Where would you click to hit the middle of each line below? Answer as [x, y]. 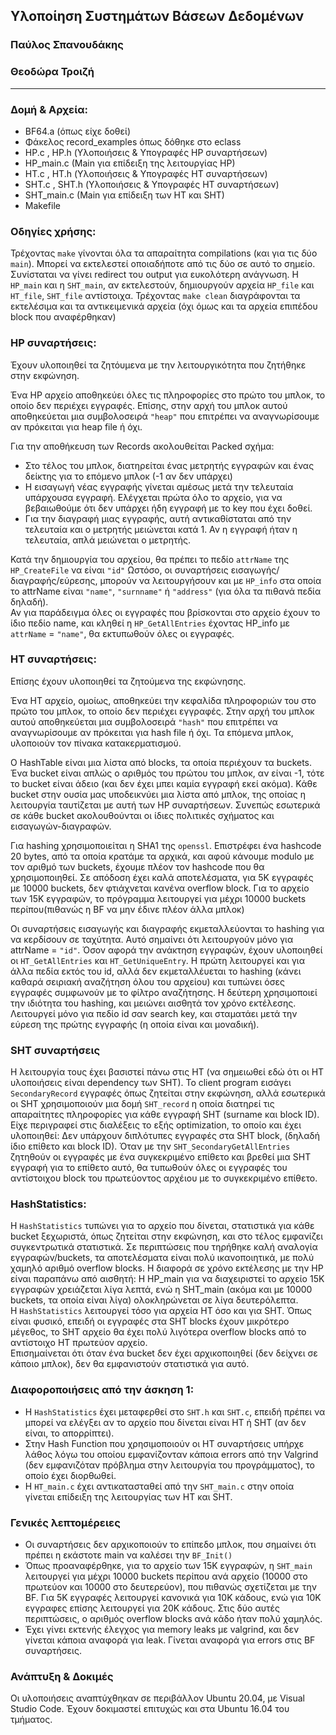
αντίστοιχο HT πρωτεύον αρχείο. [79, 1343]
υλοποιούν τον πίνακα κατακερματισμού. [96, 743]
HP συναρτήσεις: [53, 343]
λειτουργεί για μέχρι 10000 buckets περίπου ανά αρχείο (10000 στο [166, 1576]
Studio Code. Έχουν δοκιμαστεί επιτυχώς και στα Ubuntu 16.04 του [150, 1709]
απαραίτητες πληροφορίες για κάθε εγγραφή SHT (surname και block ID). [165, 1115]
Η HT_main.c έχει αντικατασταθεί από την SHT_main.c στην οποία [159, 1486]
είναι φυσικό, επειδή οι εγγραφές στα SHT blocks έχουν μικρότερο [150, 1321]
